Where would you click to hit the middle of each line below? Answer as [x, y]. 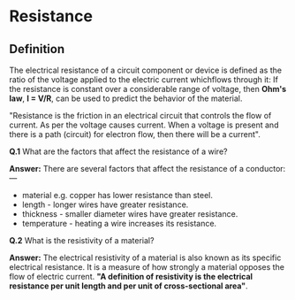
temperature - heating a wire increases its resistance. [119, 223]
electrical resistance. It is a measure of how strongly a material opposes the [147, 267]
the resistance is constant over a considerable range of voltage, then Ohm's [148, 89]
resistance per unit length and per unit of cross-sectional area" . [129, 286]
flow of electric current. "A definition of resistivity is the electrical [131, 277]
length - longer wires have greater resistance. [105, 204]
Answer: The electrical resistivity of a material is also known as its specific [145, 258]
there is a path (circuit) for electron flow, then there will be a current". [135, 134]
